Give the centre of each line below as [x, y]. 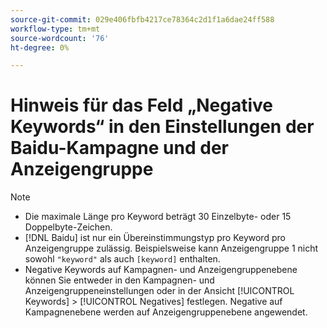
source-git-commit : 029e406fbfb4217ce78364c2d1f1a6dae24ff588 [142, 19]
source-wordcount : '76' [60, 38]
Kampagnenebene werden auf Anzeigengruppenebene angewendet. [166, 312]
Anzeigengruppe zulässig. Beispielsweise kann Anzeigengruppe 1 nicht [171, 248]
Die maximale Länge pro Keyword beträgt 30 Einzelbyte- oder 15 [158, 217]
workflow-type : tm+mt [55, 29]
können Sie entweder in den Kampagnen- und [119, 280]
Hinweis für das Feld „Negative [141, 105]
